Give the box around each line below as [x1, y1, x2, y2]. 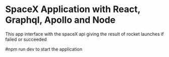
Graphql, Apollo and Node [5, 14, 116, 26]
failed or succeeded [5, 36, 47, 42]
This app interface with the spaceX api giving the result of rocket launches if [5, 31, 164, 37]
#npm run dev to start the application [5, 46, 82, 52]
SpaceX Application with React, [5, 4, 140, 15]
